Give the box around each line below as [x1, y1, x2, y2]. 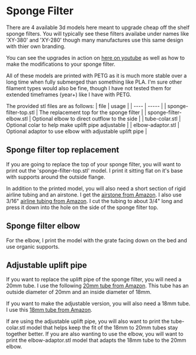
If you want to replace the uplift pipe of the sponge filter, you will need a [6, 276, 182, 283]
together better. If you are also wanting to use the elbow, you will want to [6, 331, 184, 338]
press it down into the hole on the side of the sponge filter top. [6, 204, 159, 211]
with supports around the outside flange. [6, 173, 105, 180]
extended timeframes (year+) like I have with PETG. [6, 91, 131, 98]
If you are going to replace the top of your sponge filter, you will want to [6, 160, 181, 167]
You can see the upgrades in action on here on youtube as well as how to [6, 54, 185, 61]
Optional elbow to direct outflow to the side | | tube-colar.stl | [32, 115, 181, 122]
